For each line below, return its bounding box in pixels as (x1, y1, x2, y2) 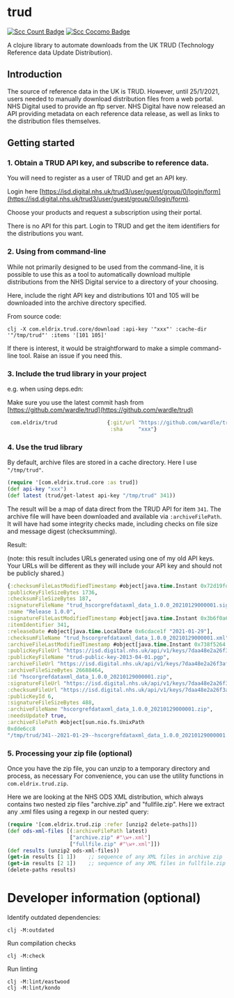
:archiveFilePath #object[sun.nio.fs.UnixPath (7, 719, 145, 726)
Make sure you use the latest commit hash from (7, 398, 144, 407)
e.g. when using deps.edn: (7, 385, 84, 393)
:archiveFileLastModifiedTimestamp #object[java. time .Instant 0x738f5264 (7, 641, 226, 648)
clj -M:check (7, 952, 45, 960)
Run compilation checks (7, 939, 77, 947)
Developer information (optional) (7, 890, 201, 906)
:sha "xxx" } (110, 426, 157, 433)
